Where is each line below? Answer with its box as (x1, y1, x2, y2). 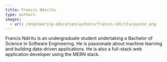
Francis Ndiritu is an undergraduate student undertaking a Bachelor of (5, 35, 153, 41)
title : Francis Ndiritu (5, 7, 56, 13)
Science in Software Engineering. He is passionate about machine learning (5, 41, 162, 47)
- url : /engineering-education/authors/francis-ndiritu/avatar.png (10, 21, 157, 27)
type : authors (5, 12, 36, 17)
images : (5, 17, 22, 22)
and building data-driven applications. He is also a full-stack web (5, 46, 142, 52)
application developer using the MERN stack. (5, 51, 100, 57)
